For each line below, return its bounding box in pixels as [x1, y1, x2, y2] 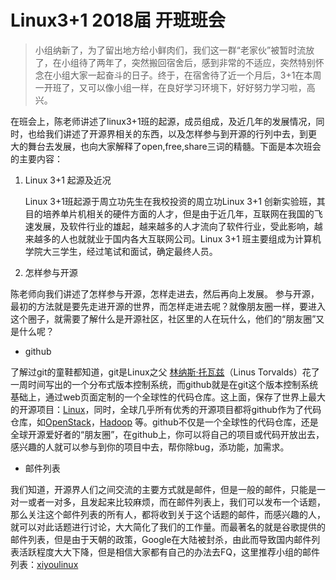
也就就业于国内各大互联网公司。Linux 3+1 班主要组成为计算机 [68, 232, 322, 245]
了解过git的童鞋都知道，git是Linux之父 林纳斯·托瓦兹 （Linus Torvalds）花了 [10, 366, 320, 378]
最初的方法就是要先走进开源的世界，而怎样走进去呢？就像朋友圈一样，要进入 [10, 300, 326, 312]
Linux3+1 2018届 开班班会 [10, 9, 226, 32]
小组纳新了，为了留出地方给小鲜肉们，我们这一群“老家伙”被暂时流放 [34, 44, 315, 56]
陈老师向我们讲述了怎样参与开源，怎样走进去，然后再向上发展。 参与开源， [10, 287, 320, 300]
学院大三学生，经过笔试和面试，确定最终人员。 [24, 245, 218, 257]
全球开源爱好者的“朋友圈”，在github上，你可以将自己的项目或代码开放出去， [10, 428, 325, 440]
